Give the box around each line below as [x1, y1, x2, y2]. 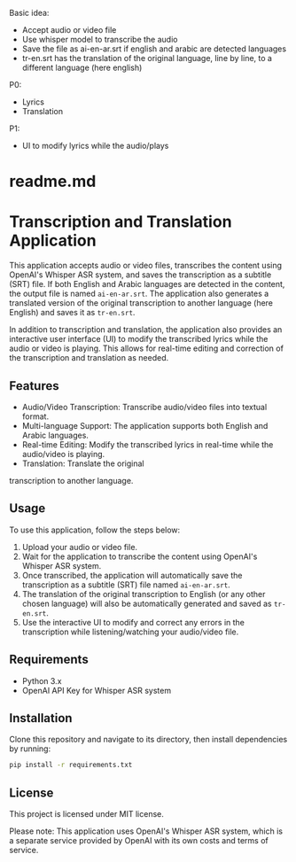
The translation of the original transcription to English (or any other [21, 588, 266, 599]
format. [21, 411, 50, 422]
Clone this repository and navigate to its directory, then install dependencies [9, 734, 288, 745]
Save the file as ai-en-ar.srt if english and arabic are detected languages [21, 43, 286, 54]
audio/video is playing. [21, 448, 105, 459]
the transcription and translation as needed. [9, 353, 169, 363]
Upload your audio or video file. [21, 541, 138, 552]
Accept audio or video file [21, 25, 117, 35]
